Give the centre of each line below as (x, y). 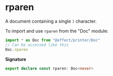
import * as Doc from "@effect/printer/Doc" (53, 40)
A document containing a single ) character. (51, 21)
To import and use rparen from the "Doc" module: (57, 31)
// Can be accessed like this (37, 45)
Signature (16, 59)
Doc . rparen (17, 49)
